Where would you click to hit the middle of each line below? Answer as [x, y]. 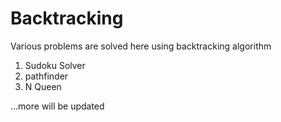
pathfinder [46, 76]
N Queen [43, 86]
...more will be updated [57, 106]
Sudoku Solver [55, 65]
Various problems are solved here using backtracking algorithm [141, 46]
